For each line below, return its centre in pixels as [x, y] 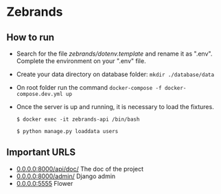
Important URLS [41, 153]
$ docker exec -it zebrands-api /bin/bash [78, 119]
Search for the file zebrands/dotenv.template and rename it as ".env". [114, 53]
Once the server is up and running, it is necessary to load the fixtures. [115, 107]
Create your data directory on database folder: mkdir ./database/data [115, 74]
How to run [31, 37]
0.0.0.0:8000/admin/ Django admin [66, 176]
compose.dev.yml [39, 94]
